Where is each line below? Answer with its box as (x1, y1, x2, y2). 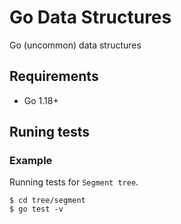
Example (9, 154, 53, 168)
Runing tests (9, 124, 90, 141)
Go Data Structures (9, 6, 172, 29)
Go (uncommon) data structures (9, 39, 142, 51)
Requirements (9, 68, 99, 85)
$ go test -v (9, 204, 64, 215)
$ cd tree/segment (9, 196, 86, 206)
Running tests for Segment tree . (9, 176, 139, 188)
